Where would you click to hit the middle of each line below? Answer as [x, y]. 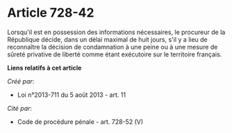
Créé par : [21, 81]
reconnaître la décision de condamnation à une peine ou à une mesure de [113, 47]
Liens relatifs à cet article [44, 68]
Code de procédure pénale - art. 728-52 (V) [80, 122]
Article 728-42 [51, 13]
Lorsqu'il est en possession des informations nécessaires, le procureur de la [116, 32]
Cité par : [20, 108]
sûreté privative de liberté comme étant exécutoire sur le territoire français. [115, 54]
